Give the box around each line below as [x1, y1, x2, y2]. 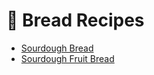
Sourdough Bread [20, 42, 94, 54]
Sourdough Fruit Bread [20, 52, 115, 64]
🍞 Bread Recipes [6, 9, 145, 32]
